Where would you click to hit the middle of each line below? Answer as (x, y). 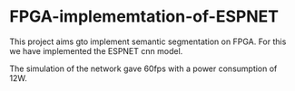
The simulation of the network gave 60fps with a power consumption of (143, 68)
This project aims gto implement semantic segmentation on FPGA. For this (148, 41)
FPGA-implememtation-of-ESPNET (144, 17)
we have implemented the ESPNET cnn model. (96, 50)
